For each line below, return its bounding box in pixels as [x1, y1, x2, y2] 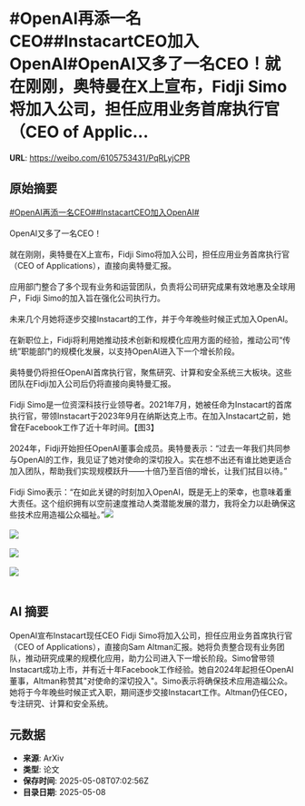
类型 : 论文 [22, 764, 60, 775]
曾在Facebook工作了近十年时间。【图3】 [9, 421, 159, 432]
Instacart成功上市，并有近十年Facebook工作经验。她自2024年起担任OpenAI [9, 663, 294, 674]
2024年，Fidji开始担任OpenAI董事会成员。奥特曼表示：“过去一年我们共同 [9, 442, 283, 454]
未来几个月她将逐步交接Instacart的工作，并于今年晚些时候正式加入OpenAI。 [9, 313, 293, 324]
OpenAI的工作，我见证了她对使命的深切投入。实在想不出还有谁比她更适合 [16, 454, 292, 465]
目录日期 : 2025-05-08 [22, 787, 106, 798]
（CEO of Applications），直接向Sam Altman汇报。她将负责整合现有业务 [9, 641, 277, 652]
